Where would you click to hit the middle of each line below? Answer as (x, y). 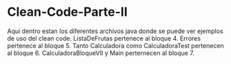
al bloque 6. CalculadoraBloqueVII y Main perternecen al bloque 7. (101, 53)
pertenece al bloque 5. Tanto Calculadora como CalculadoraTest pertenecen (115, 45)
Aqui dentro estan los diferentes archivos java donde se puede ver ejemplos (115, 31)
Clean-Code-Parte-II (67, 12)
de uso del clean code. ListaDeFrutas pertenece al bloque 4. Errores (104, 38)
